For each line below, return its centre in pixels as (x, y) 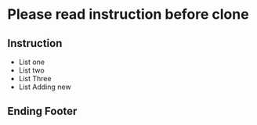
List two (31, 70)
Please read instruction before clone (128, 14)
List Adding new (45, 87)
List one (31, 62)
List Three (35, 79)
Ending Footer (42, 111)
